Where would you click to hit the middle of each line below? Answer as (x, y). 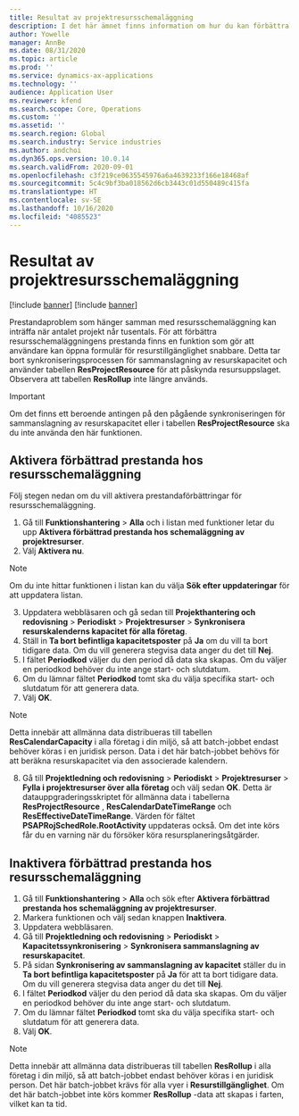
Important (27, 396)
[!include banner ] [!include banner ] (74, 304)
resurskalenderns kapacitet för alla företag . (104, 631)
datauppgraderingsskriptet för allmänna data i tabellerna (126, 797)
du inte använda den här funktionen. (76, 432)
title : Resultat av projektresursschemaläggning (101, 17)
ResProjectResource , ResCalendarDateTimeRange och (127, 807)
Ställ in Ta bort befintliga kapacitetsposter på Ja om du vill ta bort (145, 641)
